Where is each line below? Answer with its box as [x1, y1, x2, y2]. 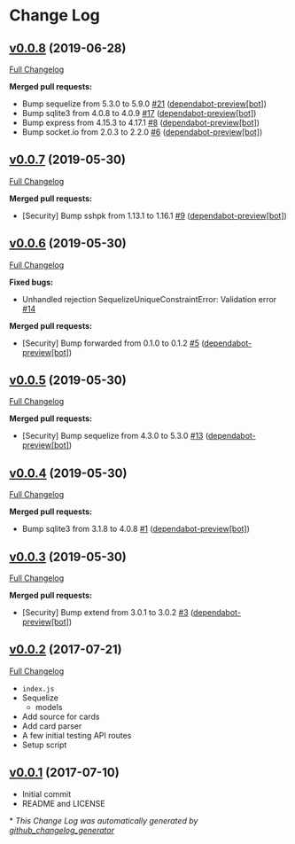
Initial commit [21, 788, 72, 799]
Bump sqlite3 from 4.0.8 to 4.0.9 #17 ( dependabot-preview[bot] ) [21, 108, 257, 118]
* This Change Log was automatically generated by [9, 815, 198, 825]
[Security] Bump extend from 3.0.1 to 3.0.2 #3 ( [21, 607, 194, 618]
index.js [21, 684, 55, 693]
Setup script [21, 739, 67, 750]
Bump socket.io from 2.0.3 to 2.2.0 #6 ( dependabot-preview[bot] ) [21, 127, 263, 137]
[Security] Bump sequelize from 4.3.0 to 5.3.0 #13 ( [21, 431, 209, 442]
